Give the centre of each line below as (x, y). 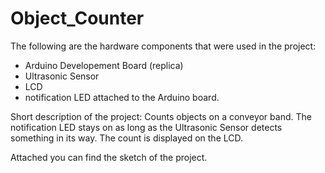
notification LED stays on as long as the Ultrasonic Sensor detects (146, 127)
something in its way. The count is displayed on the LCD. (127, 138)
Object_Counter (77, 18)
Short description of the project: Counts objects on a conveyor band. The (161, 116)
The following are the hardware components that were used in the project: (163, 46)
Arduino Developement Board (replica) (104, 65)
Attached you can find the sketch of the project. (109, 157)
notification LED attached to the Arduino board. (122, 97)
